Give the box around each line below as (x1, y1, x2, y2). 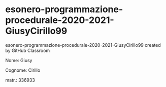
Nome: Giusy (5, 57, 32, 63)
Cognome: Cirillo (5, 67, 41, 73)
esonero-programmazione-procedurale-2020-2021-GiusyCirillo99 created (5, 42, 161, 48)
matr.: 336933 (5, 77, 36, 83)
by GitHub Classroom (5, 47, 50, 53)
